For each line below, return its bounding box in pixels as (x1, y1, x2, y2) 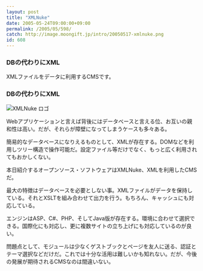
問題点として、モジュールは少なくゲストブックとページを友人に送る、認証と (6, 243, 197, 250)
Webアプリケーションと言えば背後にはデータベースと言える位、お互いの (6, 118, 187, 125)
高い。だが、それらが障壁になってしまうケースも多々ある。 (22, 125, 171, 132)
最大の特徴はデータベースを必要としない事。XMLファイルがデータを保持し (6, 186, 193, 194)
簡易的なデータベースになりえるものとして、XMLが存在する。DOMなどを (6, 138, 189, 146)
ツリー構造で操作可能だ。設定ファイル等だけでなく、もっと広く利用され (16, 146, 198, 153)
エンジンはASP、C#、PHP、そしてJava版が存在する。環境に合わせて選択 (6, 215, 190, 222)
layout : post (6, 8, 39, 15)
